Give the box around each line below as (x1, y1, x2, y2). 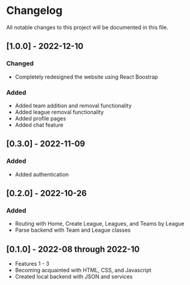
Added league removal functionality (14, 108, 104, 116)
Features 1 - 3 (14, 260, 49, 267)
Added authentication (14, 171, 69, 178)
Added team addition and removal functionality (14, 102, 131, 109)
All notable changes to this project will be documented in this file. (6, 24, 169, 31)
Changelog (6, 4, 63, 18)
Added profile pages (14, 114, 66, 122)
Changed (6, 59, 34, 68)
